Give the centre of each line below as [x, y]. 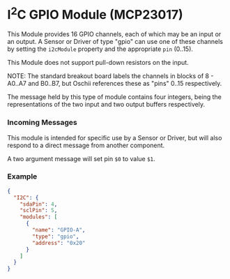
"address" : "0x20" [59, 243]
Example [22, 176]
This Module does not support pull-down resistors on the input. [98, 63]
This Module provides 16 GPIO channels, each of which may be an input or [114, 34]
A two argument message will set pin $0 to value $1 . [81, 158]
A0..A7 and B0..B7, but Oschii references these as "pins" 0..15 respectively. [115, 84]
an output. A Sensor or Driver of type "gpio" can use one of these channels [115, 42]
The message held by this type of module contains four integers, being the [114, 97]
